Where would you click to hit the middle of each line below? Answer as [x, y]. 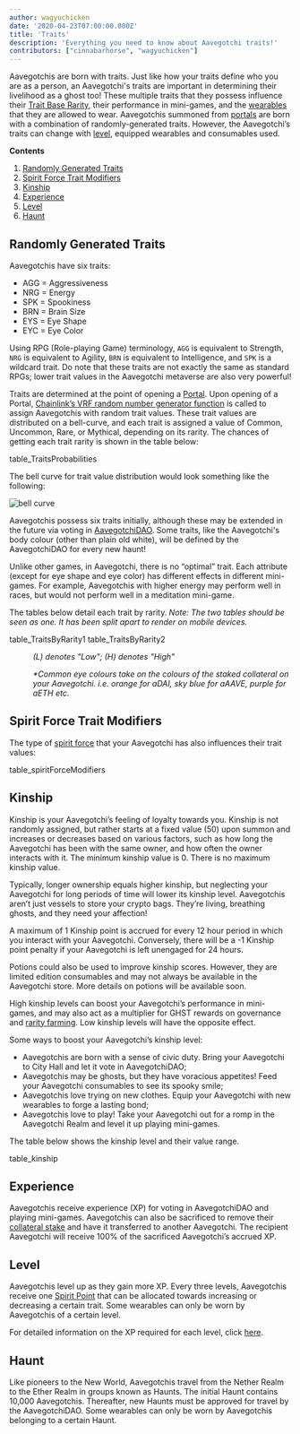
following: [27, 486]
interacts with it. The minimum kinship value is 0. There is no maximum [140, 858]
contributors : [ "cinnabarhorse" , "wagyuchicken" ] [104, 51]
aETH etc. [51, 693]
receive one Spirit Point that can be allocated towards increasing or [133, 1296]
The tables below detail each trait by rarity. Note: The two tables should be [147, 612]
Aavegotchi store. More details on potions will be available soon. [128, 986]
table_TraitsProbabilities [53, 459]
